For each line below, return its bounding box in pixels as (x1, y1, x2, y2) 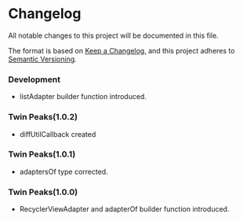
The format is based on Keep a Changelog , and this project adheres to (8, 46, 235, 55)
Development (8, 74, 61, 85)
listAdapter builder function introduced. (19, 92, 147, 101)
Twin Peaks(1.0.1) (8, 149, 76, 160)
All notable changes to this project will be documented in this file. (8, 31, 219, 40)
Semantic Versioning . (8, 54, 77, 64)
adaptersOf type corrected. (19, 167, 108, 176)
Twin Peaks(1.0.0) (8, 186, 78, 197)
